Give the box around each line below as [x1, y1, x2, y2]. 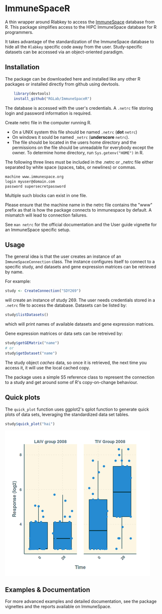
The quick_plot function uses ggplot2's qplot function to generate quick [5, 406, 149, 412]
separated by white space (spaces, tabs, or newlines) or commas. [5, 164, 136, 170]
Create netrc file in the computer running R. [5, 119, 92, 125]
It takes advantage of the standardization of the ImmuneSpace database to [5, 38, 154, 44]
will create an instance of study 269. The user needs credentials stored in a [5, 297, 156, 303]
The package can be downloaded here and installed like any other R [5, 76, 141, 82]
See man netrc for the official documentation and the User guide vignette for [5, 221, 157, 227]
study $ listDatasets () [5, 313, 49, 317]
